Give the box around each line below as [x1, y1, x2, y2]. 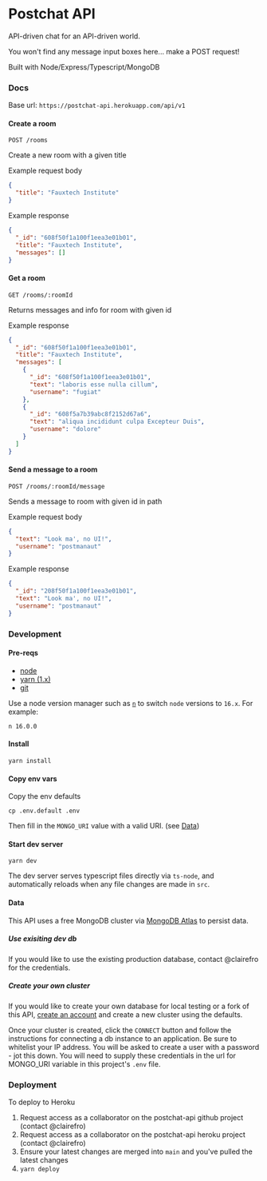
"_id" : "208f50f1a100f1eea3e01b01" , [15, 587, 137, 596]
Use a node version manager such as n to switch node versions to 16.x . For [8, 698, 253, 708]
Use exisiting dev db [8, 934, 77, 944]
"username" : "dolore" [29, 425, 102, 433]
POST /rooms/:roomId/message [8, 482, 105, 490]
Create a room [8, 118, 57, 128]
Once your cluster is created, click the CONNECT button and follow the [8, 1025, 232, 1035]
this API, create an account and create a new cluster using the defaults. [8, 1009, 243, 1019]
